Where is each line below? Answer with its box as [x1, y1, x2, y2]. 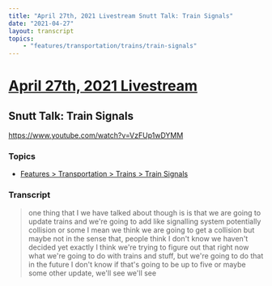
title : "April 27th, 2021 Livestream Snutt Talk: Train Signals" [8, 11, 233, 20]
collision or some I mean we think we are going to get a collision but [28, 224, 255, 235]
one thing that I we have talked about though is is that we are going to [28, 207, 261, 217]
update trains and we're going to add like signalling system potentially [28, 216, 261, 226]
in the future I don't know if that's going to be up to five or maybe [28, 259, 246, 269]
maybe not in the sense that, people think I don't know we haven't [28, 233, 249, 243]
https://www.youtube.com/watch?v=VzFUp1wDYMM [8, 130, 184, 140]
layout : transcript [8, 27, 74, 35]
